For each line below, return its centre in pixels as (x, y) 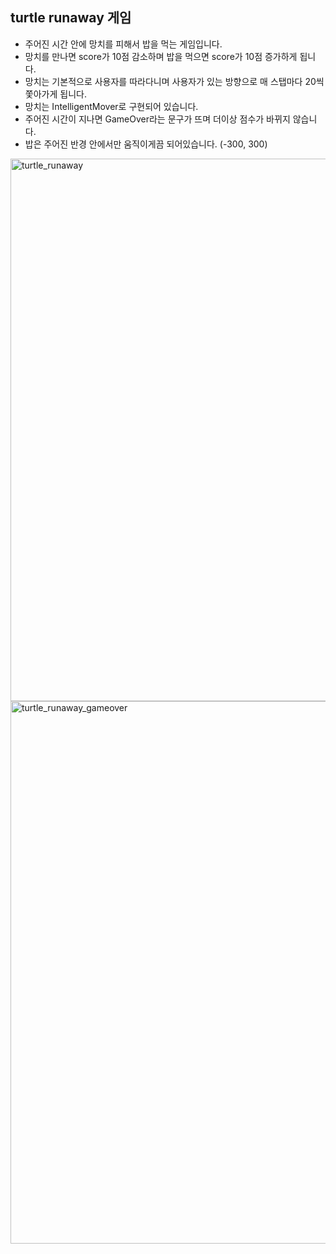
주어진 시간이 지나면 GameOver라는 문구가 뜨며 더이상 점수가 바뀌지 (157, 119)
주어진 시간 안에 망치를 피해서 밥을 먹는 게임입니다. (123, 44)
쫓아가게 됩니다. (55, 94)
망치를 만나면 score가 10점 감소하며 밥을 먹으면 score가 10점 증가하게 (161, 56)
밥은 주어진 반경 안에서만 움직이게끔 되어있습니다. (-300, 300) (146, 144)
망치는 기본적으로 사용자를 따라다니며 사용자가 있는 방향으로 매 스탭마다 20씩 (174, 81)
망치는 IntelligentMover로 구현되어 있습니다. (111, 106)
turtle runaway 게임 (71, 18)
